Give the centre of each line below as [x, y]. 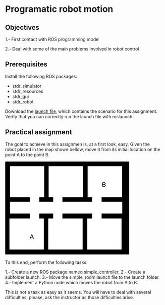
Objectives [22, 27]
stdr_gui [21, 96]
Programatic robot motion [59, 9]
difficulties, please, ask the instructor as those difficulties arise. [70, 297]
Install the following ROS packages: [41, 76]
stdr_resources [28, 91]
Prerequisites [26, 65]
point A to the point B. [27, 154]
